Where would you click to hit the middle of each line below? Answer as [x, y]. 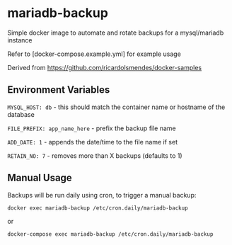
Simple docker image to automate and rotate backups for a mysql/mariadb [116, 33]
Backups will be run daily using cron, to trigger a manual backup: [102, 195]
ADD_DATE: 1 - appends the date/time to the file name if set [93, 142]
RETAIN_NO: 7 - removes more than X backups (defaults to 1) [95, 155]
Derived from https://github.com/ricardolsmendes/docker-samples [105, 67]
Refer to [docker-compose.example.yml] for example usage [94, 54]
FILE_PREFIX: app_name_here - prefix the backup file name [92, 128]
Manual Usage [40, 178]
